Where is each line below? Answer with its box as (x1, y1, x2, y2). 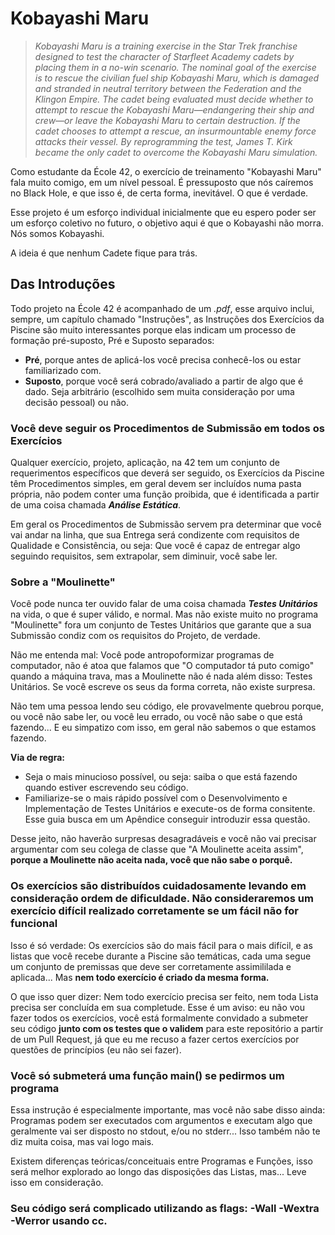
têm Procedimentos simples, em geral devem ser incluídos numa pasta (10, 478, 302, 490)
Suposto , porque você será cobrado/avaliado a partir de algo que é (24, 375, 304, 387)
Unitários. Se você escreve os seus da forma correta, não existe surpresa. (10, 681, 316, 693)
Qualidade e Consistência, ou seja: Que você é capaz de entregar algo (10, 540, 301, 552)
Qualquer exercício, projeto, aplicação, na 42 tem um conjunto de (10, 457, 280, 469)
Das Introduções (10, 276, 116, 293)
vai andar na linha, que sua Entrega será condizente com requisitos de (10, 529, 300, 541)
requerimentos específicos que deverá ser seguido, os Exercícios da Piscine (10, 467, 325, 479)
